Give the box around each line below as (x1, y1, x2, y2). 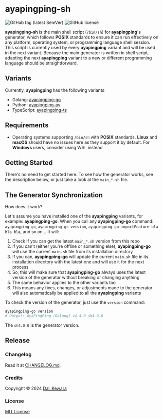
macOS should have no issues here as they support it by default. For (12, 139, 150, 145)
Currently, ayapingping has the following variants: (5, 87, 106, 93)
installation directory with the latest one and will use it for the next (12, 259, 145, 265)
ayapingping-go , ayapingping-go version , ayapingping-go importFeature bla (5, 223, 158, 230)
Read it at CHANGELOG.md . (5, 362, 61, 368)
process (12, 264, 29, 270)
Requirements (5, 121, 49, 130)
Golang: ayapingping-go (12, 97, 61, 102)
